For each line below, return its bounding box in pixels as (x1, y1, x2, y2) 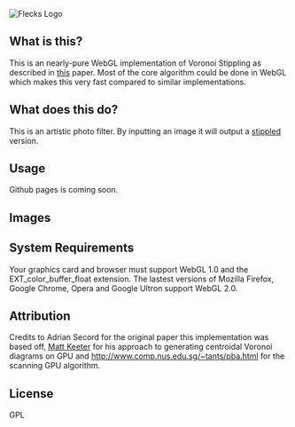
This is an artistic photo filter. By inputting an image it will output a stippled (9, 125, 282, 137)
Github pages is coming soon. (9, 185, 119, 195)
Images (9, 210, 51, 225)
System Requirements (9, 241, 135, 256)
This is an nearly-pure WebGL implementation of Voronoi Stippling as (9, 58, 261, 68)
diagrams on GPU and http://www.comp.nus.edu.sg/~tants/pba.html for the (9, 351, 285, 361)
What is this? (9, 34, 83, 49)
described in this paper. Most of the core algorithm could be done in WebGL (9, 67, 287, 77)
